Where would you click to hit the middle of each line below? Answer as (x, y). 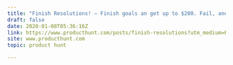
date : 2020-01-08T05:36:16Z (48, 26)
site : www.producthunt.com (46, 39)
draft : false (26, 20)
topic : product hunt (37, 45)
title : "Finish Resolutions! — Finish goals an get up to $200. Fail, (111, 13)
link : (15, 32)
